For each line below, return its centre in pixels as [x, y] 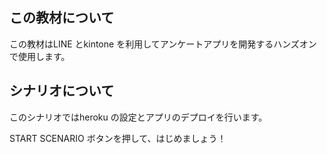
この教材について [62, 18]
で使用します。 [40, 56]
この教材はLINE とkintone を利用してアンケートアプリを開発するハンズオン [163, 44]
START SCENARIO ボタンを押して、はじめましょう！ [118, 138]
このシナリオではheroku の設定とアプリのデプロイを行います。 [138, 117]
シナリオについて [62, 91]
